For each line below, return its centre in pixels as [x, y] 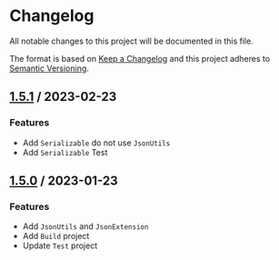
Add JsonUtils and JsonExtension [85, 226]
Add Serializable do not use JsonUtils [96, 143]
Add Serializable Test [65, 152]
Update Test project [60, 245]
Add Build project [56, 236]
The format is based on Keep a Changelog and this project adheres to [140, 58]
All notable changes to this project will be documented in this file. [132, 41]
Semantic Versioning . [49, 68]
